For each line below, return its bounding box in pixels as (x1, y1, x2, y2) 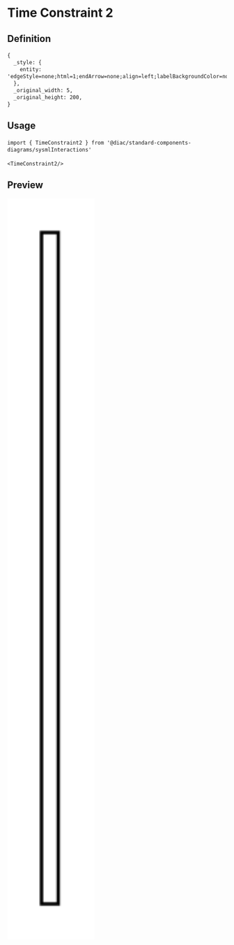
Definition (7, 33, 51, 45)
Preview (7, 180, 44, 191)
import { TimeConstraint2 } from (7, 139, 104, 146)
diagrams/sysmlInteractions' (7, 146, 92, 153)
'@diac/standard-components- (107, 139, 192, 146)
